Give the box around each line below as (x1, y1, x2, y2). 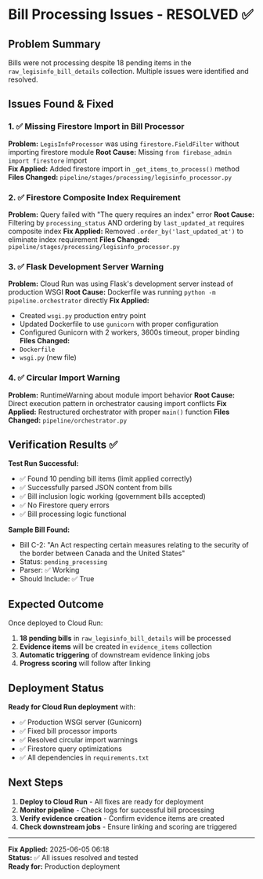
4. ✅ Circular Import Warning (8, 372, 121, 383)
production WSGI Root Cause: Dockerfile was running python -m (8, 288, 216, 297)
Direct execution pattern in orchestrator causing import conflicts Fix (8, 398, 227, 408)
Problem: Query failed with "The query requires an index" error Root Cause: (8, 210, 255, 219)
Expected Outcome (8, 597, 104, 610)
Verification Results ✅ (8, 438, 118, 451)
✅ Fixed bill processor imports (19, 727, 117, 736)
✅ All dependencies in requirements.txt (19, 753, 150, 763)
